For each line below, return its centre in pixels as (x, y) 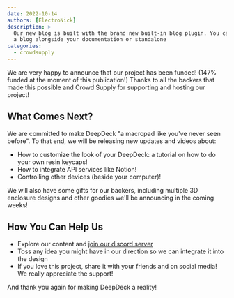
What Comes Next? (50, 117)
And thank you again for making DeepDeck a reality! (82, 287)
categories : (24, 46)
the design (33, 258)
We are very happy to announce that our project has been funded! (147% (112, 72)
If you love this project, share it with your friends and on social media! (117, 266)
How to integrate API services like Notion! (77, 169)
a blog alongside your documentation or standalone (90, 40)
